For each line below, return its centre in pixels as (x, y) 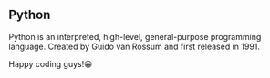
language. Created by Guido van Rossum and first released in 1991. (135, 46)
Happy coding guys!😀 (51, 63)
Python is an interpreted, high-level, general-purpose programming (135, 36)
